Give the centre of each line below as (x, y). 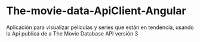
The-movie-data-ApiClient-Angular (96, 11)
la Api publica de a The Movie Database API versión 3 (72, 33)
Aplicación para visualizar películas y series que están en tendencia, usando (100, 27)
